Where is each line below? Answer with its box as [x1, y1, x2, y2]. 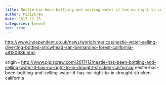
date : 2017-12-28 [5, 16, 41, 21]
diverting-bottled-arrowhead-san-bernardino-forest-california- [5, 44, 133, 50]
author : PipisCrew [5, 12, 43, 17]
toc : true [5, 26, 26, 31]
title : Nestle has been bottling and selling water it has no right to [5, 7, 156, 12]
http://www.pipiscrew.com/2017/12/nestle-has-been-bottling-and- [21, 59, 157, 65]
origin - [5, 59, 20, 65]
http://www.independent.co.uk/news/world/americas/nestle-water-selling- [5, 39, 158, 45]
